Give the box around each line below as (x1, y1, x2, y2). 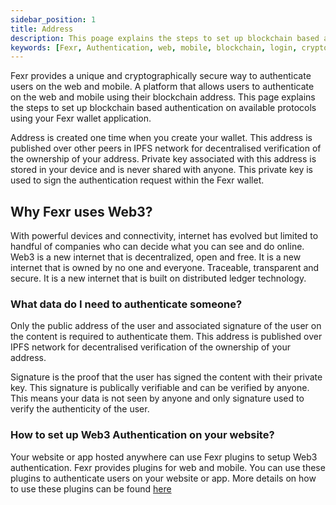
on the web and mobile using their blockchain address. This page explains (10, 91, 316, 103)
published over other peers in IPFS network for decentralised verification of (10, 142, 322, 155)
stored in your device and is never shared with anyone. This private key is (10, 164, 313, 176)
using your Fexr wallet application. (10, 112, 152, 125)
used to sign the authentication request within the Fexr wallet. (10, 174, 265, 186)
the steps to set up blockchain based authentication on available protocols (10, 102, 317, 114)
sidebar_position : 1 (10, 14, 97, 25)
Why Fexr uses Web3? (10, 203, 153, 220)
